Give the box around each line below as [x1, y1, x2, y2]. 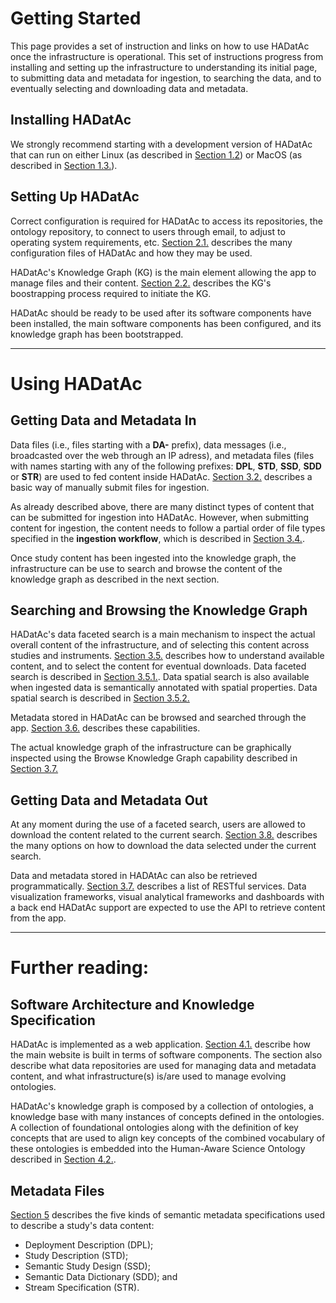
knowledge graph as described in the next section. [10, 573, 220, 585]
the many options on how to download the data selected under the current [10, 840, 317, 852]
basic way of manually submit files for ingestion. [10, 481, 210, 493]
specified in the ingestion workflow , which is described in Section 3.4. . [10, 532, 305, 544]
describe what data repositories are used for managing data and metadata [10, 1060, 317, 1072]
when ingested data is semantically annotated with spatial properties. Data [10, 682, 318, 694]
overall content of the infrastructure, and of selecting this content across [10, 639, 310, 651]
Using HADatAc [10, 372, 143, 395]
